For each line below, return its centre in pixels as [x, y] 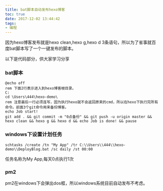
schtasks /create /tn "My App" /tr [41, 145]
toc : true [15, 14]
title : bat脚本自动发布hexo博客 [35, 10]
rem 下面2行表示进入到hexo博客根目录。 [40, 89]
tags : [11, 23]
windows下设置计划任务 [34, 134]
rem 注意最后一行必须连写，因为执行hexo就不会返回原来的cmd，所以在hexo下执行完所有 [81, 102]
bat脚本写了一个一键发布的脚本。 [43, 48]
